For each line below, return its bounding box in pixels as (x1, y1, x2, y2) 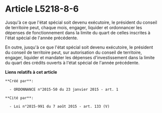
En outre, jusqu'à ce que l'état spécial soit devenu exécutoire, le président (5, 44, 153, 50)
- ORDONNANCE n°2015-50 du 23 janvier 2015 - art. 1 (9, 87, 119, 92)
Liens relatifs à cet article (5, 69, 57, 75)
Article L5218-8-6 (5, 3, 79, 15)
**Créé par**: (5, 79, 34, 83)
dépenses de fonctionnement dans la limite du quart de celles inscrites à (5, 30, 151, 35)
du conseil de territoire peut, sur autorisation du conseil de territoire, (5, 49, 142, 55)
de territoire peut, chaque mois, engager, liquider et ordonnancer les (5, 24, 143, 30)
